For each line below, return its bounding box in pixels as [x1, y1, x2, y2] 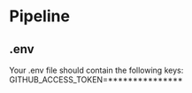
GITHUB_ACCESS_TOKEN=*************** [9, 74, 183, 85]
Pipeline [9, 6, 71, 27]
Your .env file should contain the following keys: [9, 65, 184, 75]
